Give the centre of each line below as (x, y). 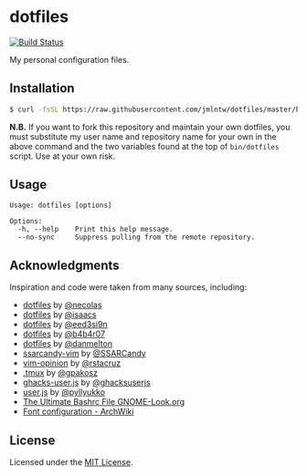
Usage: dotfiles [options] (61, 206)
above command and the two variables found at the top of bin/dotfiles (144, 146)
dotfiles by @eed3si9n (65, 325)
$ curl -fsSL (34, 109)
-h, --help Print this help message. (95, 230)
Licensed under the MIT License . (71, 462)
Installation (42, 88)
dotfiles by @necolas (62, 305)
